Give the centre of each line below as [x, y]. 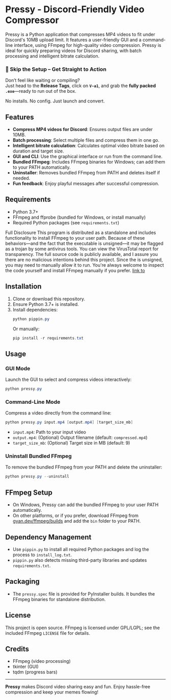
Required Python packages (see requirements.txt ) [66, 222]
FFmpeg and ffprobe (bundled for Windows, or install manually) [79, 217]
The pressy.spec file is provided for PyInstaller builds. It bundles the [84, 594]
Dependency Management [48, 537]
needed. [21, 178]
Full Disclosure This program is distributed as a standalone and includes [81, 232]
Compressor [32, 20]
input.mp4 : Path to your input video [49, 432]
